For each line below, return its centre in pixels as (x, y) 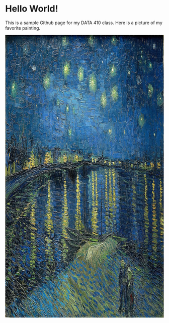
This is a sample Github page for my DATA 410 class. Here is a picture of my (84, 23)
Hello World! (32, 9)
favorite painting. (23, 28)
